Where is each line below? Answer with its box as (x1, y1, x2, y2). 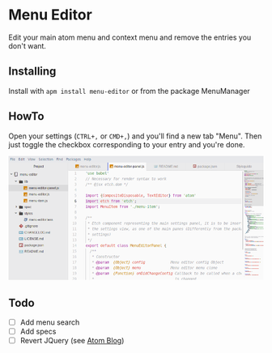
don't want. (8, 40, 47, 50)
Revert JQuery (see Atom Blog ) (19, 336, 125, 346)
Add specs (19, 326, 57, 337)
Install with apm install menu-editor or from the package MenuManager (8, 86, 251, 96)
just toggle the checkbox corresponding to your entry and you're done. (8, 139, 245, 149)
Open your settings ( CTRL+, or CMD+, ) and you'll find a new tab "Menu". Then (8, 131, 262, 141)
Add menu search (19, 317, 80, 327)
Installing (8, 65, 57, 79)
